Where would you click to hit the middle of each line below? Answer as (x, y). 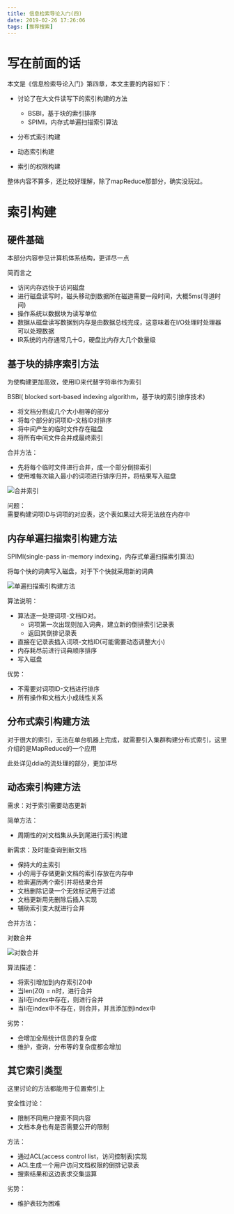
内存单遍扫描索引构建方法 (62, 538)
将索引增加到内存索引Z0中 (55, 982)
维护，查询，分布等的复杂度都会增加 (69, 1046)
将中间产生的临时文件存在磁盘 (60, 429)
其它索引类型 (35, 1070)
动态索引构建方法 (44, 787)
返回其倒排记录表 (52, 633)
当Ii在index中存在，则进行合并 (60, 999)
